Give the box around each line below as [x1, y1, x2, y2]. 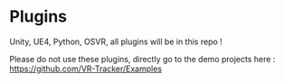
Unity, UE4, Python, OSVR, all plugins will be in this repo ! [9, 36, 223, 47]
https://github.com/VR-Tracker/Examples [9, 63, 163, 74]
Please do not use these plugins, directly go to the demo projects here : [9, 53, 276, 64]
